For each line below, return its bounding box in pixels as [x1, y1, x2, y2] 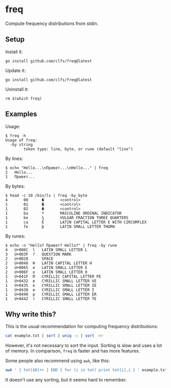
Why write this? [5, 310, 56, 318]
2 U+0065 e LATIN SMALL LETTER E [5, 265, 88, 270]
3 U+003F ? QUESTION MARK [5, 252, 72, 257]
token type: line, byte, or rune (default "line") [23, 146, 133, 152]
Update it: [5, 67, 26, 73]
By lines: [5, 155, 23, 161]
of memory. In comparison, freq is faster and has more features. [5, 348, 140, 354]
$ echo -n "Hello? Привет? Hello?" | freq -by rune [5, 243, 117, 248]
